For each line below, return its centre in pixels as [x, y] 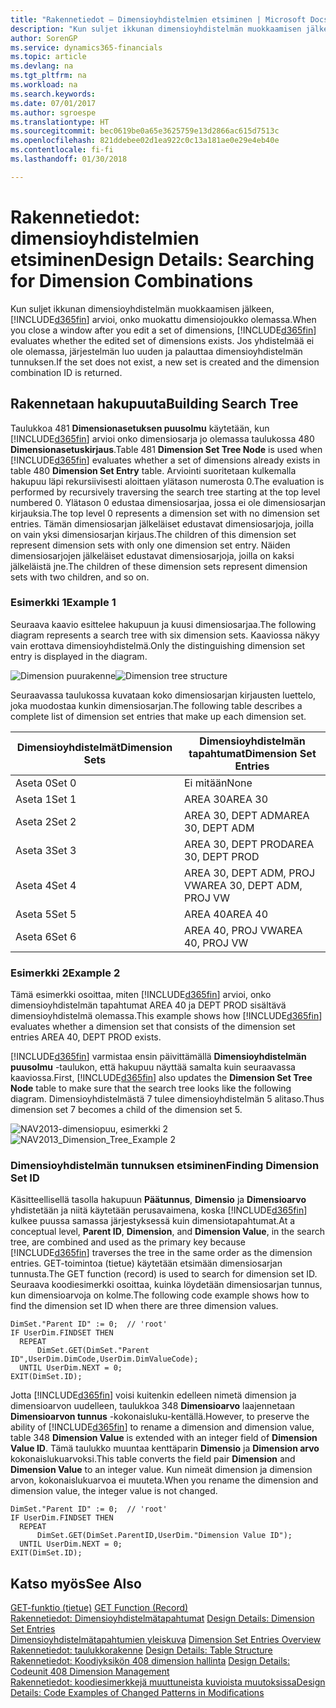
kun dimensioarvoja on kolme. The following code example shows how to [160, 1295]
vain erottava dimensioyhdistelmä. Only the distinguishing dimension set [158, 645]
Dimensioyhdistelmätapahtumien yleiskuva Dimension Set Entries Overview [166, 1640]
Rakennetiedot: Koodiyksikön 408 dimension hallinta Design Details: [150, 1661]
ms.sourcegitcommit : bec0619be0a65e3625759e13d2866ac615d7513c [145, 131]
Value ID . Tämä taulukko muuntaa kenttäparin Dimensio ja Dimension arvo [165, 1448]
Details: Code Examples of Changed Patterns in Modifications [137, 1693]
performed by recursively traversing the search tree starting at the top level [165, 492]
